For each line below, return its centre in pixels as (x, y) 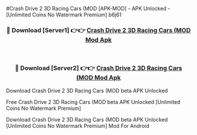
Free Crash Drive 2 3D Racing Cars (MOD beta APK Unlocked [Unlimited (93, 102)
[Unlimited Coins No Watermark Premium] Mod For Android (78, 126)
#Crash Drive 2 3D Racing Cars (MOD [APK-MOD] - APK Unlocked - (88, 9)
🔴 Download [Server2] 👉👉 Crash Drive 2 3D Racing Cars (98, 68)
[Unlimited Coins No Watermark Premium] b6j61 (64, 15)
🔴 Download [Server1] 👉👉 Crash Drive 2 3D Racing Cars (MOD (98, 30)
